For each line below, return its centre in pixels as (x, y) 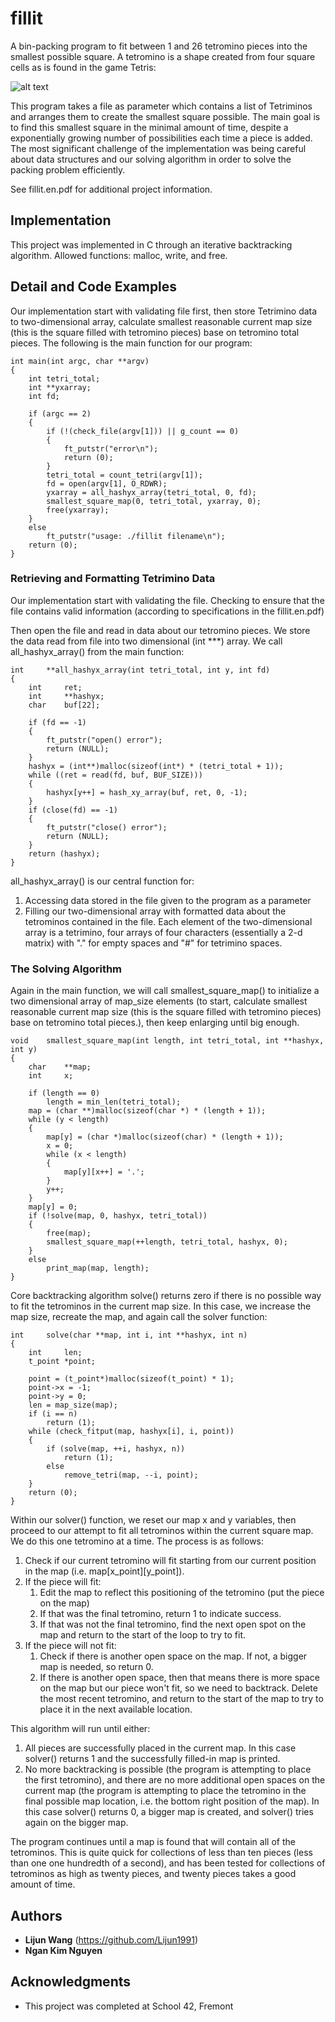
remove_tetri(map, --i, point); (131, 1475)
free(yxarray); (78, 510)
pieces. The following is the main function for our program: (131, 343)
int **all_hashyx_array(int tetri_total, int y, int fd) (140, 670)
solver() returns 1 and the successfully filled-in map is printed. (152, 1759)
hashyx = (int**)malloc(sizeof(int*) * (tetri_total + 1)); (156, 766)
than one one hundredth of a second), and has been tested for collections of (168, 1863)
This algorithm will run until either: (80, 1729)
